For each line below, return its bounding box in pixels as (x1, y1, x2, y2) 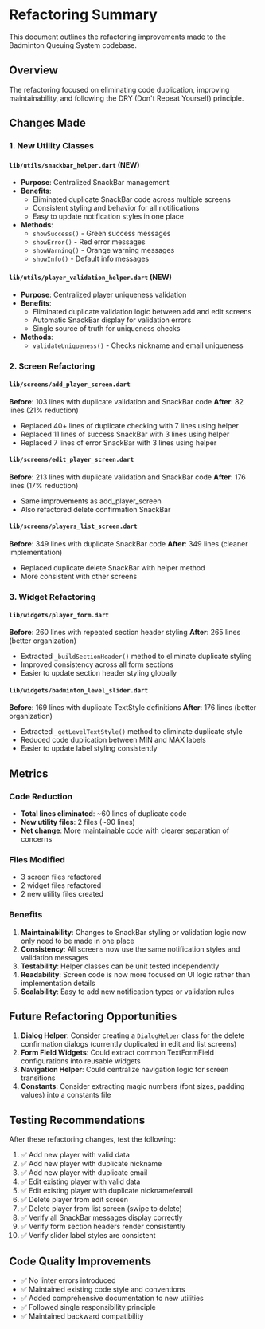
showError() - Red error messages (32, 237, 146, 246)
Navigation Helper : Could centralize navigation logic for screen (20, 1065, 229, 1075)
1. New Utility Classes (9, 140, 95, 152)
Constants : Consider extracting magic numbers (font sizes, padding (20, 1082, 245, 1091)
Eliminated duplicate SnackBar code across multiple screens (32, 195, 232, 204)
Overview (9, 64, 59, 77)
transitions (20, 1073, 56, 1083)
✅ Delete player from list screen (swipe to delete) (20, 1204, 182, 1213)
